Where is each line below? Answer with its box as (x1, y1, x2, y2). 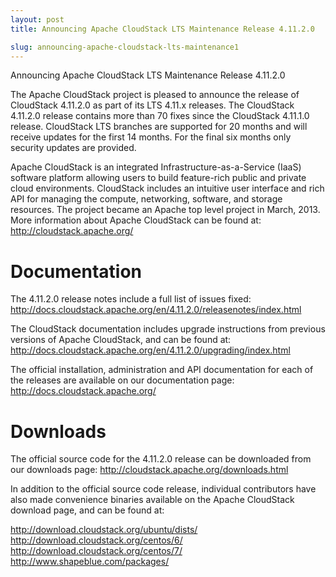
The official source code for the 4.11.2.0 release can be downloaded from (10, 453, 312, 465)
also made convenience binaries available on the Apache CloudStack (10, 494, 295, 506)
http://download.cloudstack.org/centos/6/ (10, 534, 183, 546)
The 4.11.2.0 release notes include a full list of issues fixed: (10, 293, 252, 305)
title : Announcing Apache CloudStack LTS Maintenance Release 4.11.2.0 (10, 24, 315, 34)
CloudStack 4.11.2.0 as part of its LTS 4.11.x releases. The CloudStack (10, 99, 295, 111)
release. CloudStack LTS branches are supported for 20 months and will (10, 121, 308, 133)
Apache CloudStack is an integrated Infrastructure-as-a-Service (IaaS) (10, 161, 302, 173)
